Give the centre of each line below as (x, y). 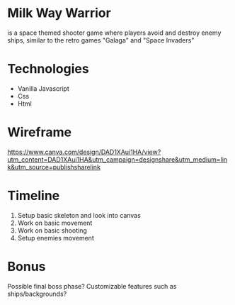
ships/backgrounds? (37, 294)
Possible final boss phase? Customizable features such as (92, 286)
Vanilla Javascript (43, 88)
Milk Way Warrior (59, 13)
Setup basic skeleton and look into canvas (79, 215)
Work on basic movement (55, 223)
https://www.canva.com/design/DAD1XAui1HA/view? (84, 152)
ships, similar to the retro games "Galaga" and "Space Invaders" (101, 40)
